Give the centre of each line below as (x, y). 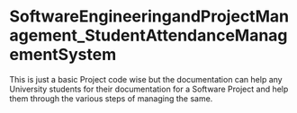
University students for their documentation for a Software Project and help (149, 89)
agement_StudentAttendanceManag (148, 35)
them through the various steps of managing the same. (111, 98)
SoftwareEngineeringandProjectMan (149, 17)
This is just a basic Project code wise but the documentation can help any (146, 79)
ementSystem (63, 55)
